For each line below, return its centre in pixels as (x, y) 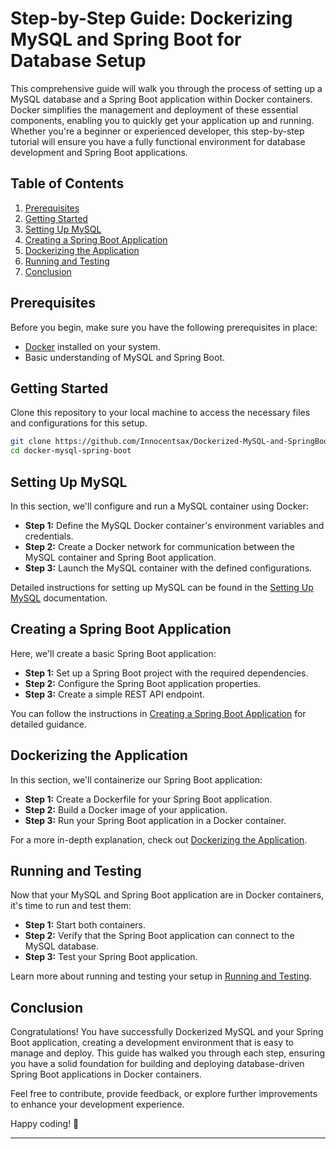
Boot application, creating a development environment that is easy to (152, 1043)
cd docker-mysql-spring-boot (71, 451)
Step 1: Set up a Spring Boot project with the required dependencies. (166, 673)
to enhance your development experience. (97, 1104)
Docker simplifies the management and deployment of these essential (154, 109)
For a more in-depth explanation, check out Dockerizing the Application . (159, 839)
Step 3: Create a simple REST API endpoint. (114, 694)
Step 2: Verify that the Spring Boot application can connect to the (159, 936)
